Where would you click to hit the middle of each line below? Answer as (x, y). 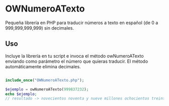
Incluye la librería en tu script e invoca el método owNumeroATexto (75, 56)
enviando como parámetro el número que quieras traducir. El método (77, 61)
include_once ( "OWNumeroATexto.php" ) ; (45, 80)
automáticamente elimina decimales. (43, 66)
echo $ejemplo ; (21, 94)
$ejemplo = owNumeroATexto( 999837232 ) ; (47, 89)
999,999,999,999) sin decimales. (40, 28)
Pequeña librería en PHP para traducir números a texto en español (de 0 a (82, 23)
